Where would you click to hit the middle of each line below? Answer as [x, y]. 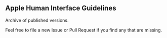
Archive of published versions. [37, 20]
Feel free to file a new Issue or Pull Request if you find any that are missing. [84, 30]
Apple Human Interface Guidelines [61, 8]
